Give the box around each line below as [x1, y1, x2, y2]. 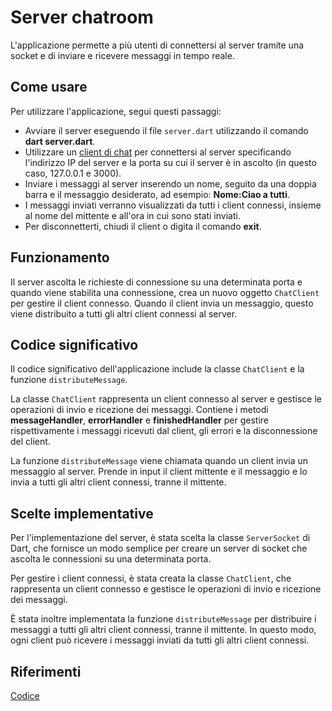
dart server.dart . [24, 135, 96, 147]
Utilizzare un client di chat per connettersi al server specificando [24, 146, 292, 158]
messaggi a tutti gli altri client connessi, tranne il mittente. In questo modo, [10, 624, 317, 636]
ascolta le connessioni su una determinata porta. [10, 553, 212, 565]
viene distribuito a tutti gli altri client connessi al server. [10, 307, 238, 320]
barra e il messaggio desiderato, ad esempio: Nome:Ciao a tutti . [24, 188, 291, 200]
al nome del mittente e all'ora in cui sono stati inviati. [24, 209, 241, 221]
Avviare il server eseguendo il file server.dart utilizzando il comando [24, 124, 309, 136]
